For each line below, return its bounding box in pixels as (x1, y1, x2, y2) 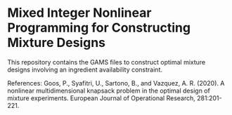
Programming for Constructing (7, 20, 191, 36)
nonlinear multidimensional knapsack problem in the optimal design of (7, 86, 211, 95)
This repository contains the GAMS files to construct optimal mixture (7, 57, 206, 66)
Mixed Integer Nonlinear (7, 5, 152, 21)
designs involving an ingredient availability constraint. (7, 65, 163, 74)
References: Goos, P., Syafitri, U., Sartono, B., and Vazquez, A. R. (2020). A (7, 79, 225, 87)
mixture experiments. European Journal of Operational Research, (7, 93, 195, 102)
